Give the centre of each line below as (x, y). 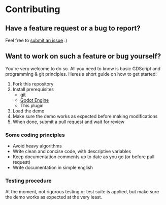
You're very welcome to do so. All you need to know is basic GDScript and (83, 68)
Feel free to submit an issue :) (36, 40)
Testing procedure (28, 181)
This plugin (32, 105)
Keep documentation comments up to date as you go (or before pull (84, 157)
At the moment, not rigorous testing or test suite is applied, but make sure (82, 192)
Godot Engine (35, 100)
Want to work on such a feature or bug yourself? (83, 56)
